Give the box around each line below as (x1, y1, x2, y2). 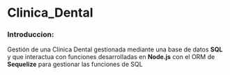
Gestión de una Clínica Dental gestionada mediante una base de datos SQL (7, 45, 223, 53)
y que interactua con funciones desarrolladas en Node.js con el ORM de (7, 53, 215, 61)
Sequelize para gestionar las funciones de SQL (7, 60, 143, 69)
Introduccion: (7, 30, 54, 40)
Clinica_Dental (7, 5, 93, 21)
